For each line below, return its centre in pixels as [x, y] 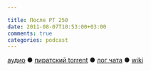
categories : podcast [38, 40]
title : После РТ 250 [38, 20]
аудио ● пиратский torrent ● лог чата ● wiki [75, 60]
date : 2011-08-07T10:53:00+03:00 [57, 27]
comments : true [30, 33]
